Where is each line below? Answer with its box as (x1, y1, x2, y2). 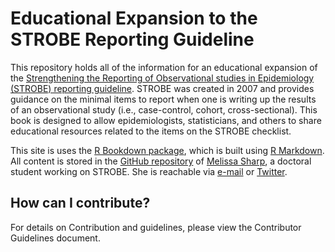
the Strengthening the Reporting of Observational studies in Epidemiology (10, 72, 315, 84)
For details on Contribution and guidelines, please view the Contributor (10, 221, 302, 233)
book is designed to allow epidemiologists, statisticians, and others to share (10, 114, 322, 126)
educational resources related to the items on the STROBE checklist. (10, 125, 292, 137)
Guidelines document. (10, 232, 101, 244)
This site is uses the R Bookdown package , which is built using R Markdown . (10, 144, 325, 156)
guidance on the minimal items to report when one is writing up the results (10, 93, 317, 105)
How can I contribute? (10, 195, 151, 212)
